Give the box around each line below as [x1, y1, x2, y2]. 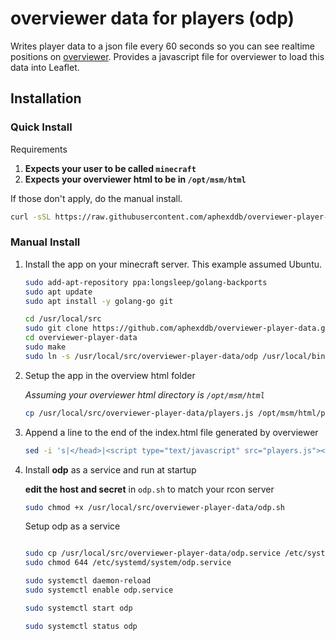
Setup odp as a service [24, 520, 121, 532]
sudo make [24, 342, 67, 352]
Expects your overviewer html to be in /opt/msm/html [24, 173, 247, 185]
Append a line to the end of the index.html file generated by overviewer [24, 426, 319, 438]
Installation [10, 90, 82, 107]
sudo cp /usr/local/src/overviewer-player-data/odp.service [24, 548, 281, 559]
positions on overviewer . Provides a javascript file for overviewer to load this [10, 50, 325, 62]
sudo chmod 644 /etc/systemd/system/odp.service [24, 558, 232, 568]
